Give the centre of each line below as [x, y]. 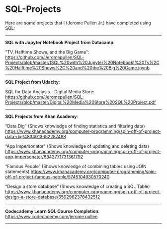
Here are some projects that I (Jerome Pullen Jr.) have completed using [78, 23]
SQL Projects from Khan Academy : [42, 116]
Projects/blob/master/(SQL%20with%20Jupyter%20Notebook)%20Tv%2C [83, 62]
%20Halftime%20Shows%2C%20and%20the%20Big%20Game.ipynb [78, 67]
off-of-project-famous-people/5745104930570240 [57, 176]
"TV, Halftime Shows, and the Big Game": [47, 52]
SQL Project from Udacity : [33, 82]
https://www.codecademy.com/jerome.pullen [51, 216]
